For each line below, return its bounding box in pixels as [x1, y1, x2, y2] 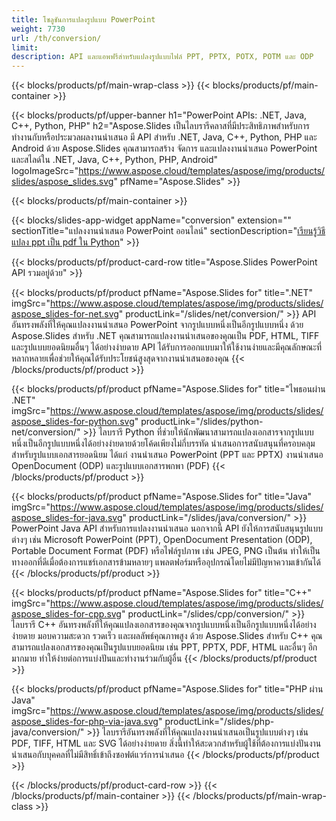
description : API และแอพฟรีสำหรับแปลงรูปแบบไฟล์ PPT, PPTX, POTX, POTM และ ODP [11, 52, 314, 62]
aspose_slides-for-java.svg [11, 512, 123, 524]
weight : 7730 [11, 24, 66, 34]
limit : [11, 42, 39, 53]
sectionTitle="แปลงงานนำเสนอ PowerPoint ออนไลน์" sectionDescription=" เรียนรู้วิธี [11, 225, 326, 237]
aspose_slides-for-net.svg [11, 308, 119, 320]
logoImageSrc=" [11, 165, 79, 177]
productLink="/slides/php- [164, 716, 275, 728]
